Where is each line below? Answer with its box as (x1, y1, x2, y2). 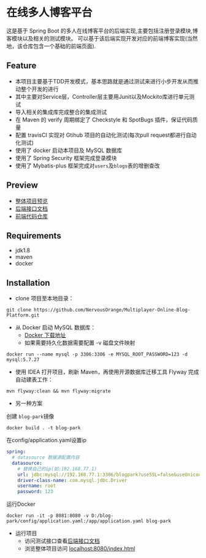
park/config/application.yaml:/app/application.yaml (6, 518, 144, 524)
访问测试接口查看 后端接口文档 (24, 537, 100, 545)
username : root (17, 483, 56, 489)
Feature (6, 61, 37, 71)
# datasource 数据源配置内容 (12, 454, 80, 461)
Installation (6, 277, 50, 288)
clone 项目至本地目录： (15, 295, 74, 302)
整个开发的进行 (20, 85, 59, 93)
